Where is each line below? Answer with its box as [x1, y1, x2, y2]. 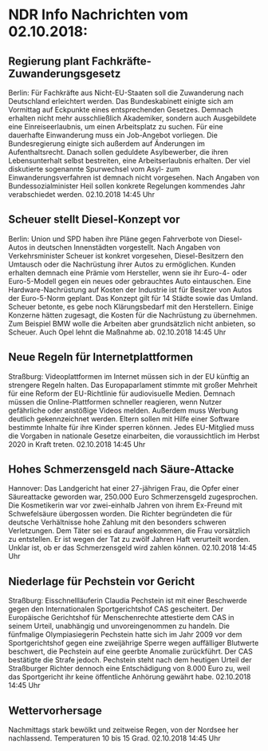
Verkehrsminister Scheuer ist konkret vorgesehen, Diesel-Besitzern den [8, 251, 244, 260]
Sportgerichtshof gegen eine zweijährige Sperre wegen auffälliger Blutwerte [8, 638, 259, 648]
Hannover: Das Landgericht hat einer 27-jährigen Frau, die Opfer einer [8, 484, 239, 493]
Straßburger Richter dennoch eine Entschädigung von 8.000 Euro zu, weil [8, 664, 250, 674]
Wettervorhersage [8, 704, 102, 717]
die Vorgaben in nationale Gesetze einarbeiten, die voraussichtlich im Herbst [8, 431, 260, 441]
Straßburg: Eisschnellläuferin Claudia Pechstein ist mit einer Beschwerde [8, 596, 247, 606]
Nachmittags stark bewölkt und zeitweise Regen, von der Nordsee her [8, 725, 239, 735]
